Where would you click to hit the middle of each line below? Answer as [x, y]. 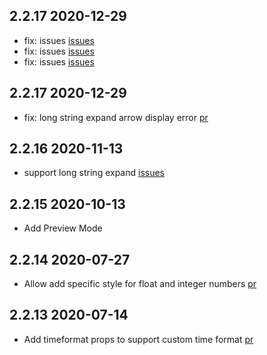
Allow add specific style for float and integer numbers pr [140, 284]
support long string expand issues [94, 173]
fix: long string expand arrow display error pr [116, 117]
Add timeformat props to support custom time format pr [138, 339]
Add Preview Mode [63, 228]
